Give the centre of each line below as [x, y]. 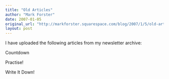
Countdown [17, 53]
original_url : [20, 24]
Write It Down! [20, 72]
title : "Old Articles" [29, 10]
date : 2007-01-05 [23, 19]
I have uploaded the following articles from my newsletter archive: [74, 43]
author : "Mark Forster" [30, 15]
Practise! [14, 62]
